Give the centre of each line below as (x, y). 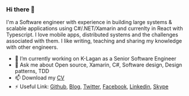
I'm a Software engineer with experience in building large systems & (89, 22)
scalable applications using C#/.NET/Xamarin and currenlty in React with (94, 28)
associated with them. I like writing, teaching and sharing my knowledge (94, 41)
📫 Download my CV (39, 78)
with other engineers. (32, 47)
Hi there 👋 (21, 9)
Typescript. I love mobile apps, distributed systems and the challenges (92, 35)
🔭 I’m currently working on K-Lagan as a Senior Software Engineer (95, 59)
